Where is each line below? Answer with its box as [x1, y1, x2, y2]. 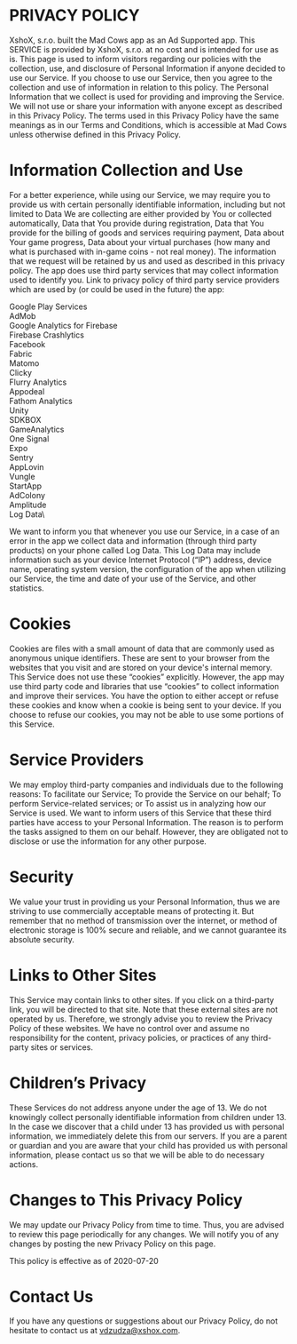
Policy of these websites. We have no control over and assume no [9, 1022, 250, 1033]
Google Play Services [9, 301, 88, 312]
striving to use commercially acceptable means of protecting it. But [9, 905, 254, 916]
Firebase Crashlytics [9, 330, 84, 340]
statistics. [9, 583, 44, 593]
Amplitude [9, 499, 47, 510]
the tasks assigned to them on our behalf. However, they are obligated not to [9, 826, 289, 837]
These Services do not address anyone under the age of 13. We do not [9, 1102, 268, 1113]
